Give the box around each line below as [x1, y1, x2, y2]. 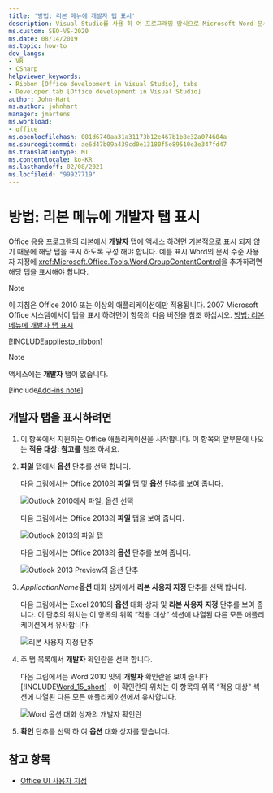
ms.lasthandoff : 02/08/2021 [8, 163, 104, 171]
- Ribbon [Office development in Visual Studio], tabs [8, 80, 198, 88]
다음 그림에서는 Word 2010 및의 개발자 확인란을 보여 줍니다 [19, 671, 209, 681]
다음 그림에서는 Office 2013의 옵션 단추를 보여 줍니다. [19, 548, 192, 557]
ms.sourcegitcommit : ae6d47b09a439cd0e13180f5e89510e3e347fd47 [8, 140, 227, 149]
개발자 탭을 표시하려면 [8, 411, 112, 425]
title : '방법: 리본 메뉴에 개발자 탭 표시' [8, 11, 136, 20]
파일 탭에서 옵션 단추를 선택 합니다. [19, 461, 132, 471]
